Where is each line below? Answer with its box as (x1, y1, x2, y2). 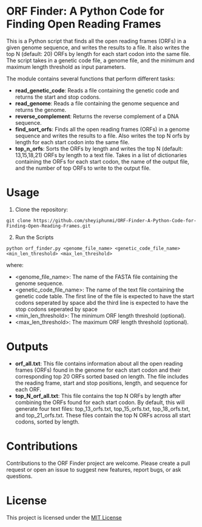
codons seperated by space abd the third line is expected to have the (15, 299, 189, 306)
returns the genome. (15, 106, 67, 113)
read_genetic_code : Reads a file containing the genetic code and (15, 86, 180, 94)
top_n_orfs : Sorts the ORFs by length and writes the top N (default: (15, 145, 183, 152)
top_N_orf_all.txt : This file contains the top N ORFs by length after (15, 392, 181, 399)
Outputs (6, 340, 49, 354)
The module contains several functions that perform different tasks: (6, 75, 175, 82)
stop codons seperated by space (15, 305, 98, 313)
